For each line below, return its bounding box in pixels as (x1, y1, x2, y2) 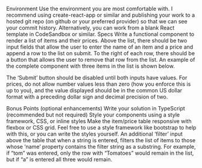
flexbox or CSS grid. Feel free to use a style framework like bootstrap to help (6, 124, 197, 131)
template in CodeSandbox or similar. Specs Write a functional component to (6, 31, 195, 38)
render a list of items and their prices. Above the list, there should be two (6, 37, 188, 44)
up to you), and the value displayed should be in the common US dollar (6, 87, 183, 94)
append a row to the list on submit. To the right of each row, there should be (6, 50, 195, 56)
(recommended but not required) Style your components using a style (6, 111, 180, 118)
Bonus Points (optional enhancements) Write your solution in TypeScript (6, 105, 185, 112)
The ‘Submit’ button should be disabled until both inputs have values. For (6, 74, 188, 81)
